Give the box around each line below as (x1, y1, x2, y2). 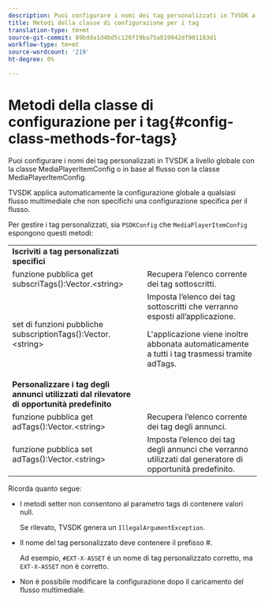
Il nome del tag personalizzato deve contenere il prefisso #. (19, 537, 213, 547)
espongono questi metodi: (8, 228, 93, 237)
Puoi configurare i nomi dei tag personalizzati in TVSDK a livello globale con (8, 155, 255, 165)
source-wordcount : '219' (8, 48, 90, 56)
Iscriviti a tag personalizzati (12, 246, 120, 257)
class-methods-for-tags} (8, 130, 177, 148)
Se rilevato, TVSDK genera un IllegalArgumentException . (19, 522, 206, 532)
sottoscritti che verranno (147, 301, 239, 312)
